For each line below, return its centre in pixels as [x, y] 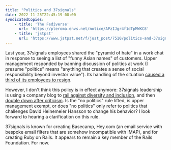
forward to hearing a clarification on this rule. [53, 116]
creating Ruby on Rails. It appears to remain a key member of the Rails [79, 137]
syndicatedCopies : [25, 19]
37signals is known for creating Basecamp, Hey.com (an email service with [84, 126]
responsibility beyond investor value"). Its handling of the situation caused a [85, 74]
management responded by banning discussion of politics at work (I [77, 64]
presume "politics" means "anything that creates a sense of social [75, 69]
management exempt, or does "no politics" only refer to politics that [76, 106]
